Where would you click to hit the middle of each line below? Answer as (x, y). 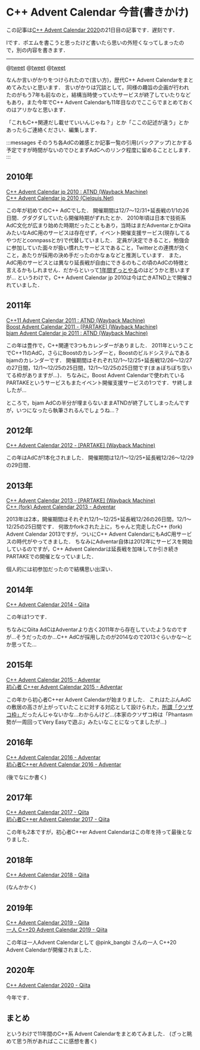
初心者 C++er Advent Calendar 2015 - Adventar (65, 687)
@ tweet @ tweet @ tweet (36, 67)
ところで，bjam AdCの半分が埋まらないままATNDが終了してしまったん (93, 403)
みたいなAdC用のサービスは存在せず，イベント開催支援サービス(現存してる (98, 233)
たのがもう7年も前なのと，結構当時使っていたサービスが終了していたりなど (99, 95)
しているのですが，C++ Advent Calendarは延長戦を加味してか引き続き (93, 549)
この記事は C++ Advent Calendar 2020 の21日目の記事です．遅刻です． (92, 30)
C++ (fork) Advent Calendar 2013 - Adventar (61, 507)
